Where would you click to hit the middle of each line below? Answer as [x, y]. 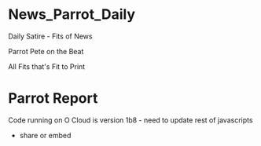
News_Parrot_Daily [72, 15]
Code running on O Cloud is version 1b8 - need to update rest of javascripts [130, 120]
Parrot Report [53, 99]
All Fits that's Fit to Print [47, 66]
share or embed [45, 135]
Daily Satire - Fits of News [50, 36]
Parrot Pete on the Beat [46, 51]
